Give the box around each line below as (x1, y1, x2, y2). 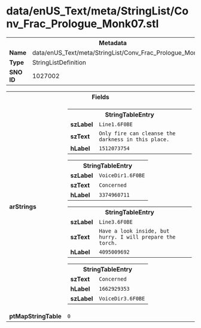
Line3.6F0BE (98, 218, 133, 225)
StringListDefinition (32, 58, 87, 67)
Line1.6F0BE (98, 121, 133, 127)
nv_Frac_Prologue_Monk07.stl (6, 17, 159, 31)
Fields (92, 93, 109, 101)
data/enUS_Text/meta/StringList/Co (6, 4, 189, 18)
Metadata (98, 38, 127, 47)
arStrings (9, 202, 37, 211)
